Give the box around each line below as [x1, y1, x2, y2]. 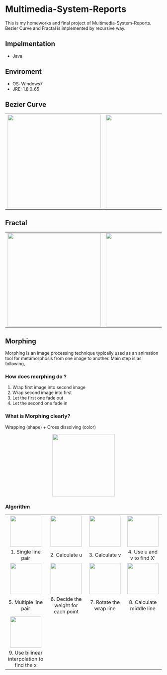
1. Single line [10, 548, 41, 555]
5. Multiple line [8, 599, 43, 606]
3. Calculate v [88, 551, 121, 558]
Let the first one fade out [12, 395, 64, 401]
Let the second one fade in [12, 400, 68, 406]
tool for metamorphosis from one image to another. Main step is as [5, 355, 142, 361]
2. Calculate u [50, 551, 83, 558]
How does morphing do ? [5, 373, 67, 380]
